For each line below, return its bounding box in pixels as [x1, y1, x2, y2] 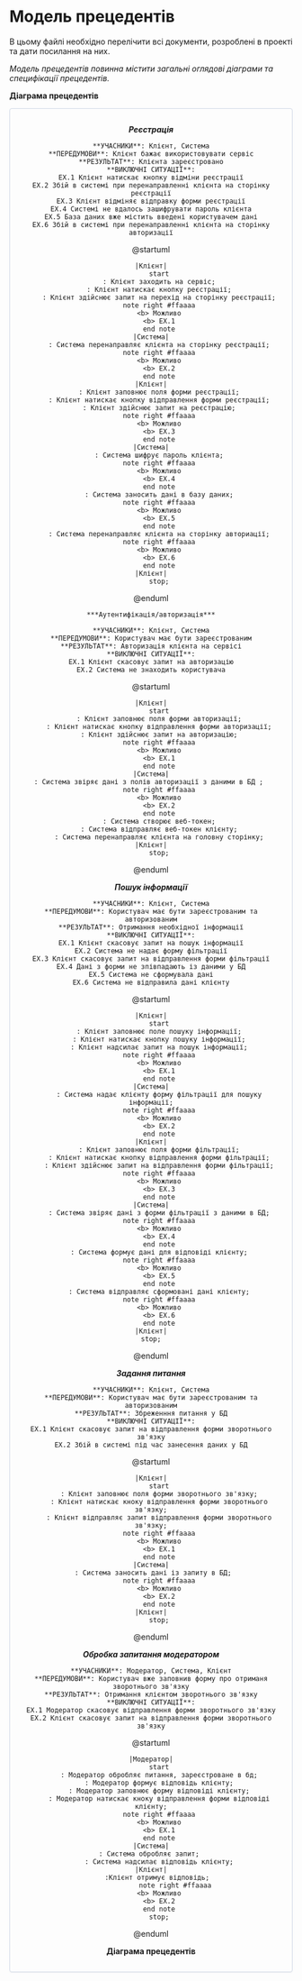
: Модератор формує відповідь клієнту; [84, 1778, 234, 1787]
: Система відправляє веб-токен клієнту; [80, 825, 238, 834]
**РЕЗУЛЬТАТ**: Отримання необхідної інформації [58, 922, 244, 932]
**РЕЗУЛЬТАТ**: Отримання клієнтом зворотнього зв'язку [44, 1690, 258, 1699]
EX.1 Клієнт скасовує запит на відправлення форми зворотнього [30, 1424, 272, 1434]
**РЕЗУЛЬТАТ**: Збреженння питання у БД [74, 1409, 228, 1418]
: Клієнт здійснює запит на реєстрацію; [82, 403, 236, 412]
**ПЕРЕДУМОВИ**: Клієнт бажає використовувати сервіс [48, 149, 254, 159]
